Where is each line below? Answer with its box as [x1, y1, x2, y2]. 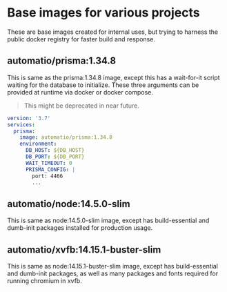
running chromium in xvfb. [7, 277, 83, 284]
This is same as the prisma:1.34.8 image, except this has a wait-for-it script [7, 73, 220, 81]
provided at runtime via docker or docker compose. [7, 88, 154, 96]
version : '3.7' [7, 115, 51, 121]
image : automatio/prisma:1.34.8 [19, 134, 112, 141]
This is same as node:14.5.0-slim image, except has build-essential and [7, 216, 210, 225]
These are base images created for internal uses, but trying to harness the [7, 28, 219, 36]
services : [7, 121, 36, 128]
